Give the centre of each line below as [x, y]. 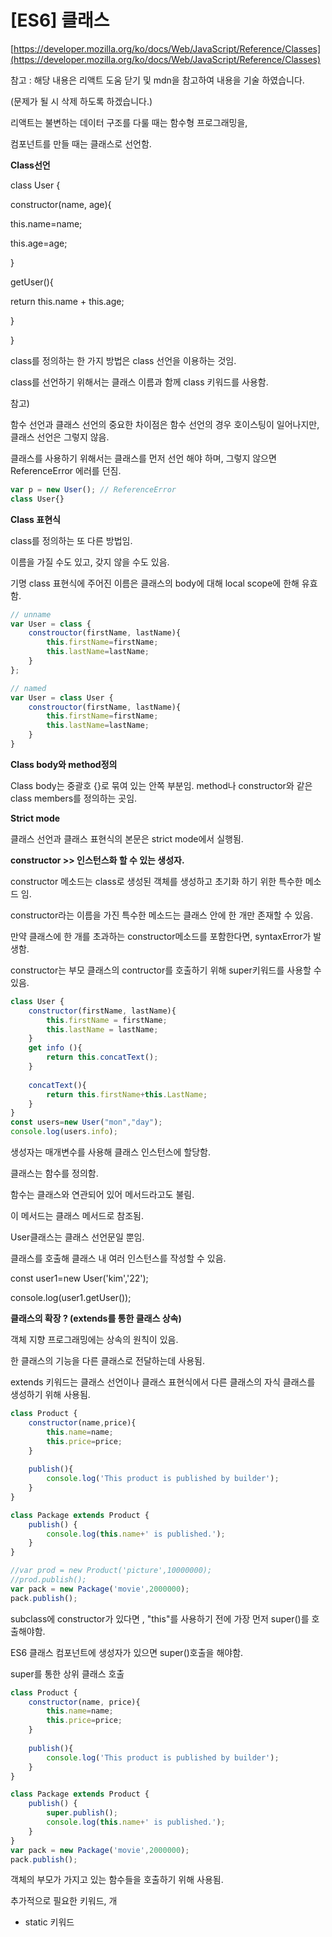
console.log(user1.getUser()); [71, 1298]
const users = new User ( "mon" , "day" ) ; [86, 1122]
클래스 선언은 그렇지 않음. [60, 437]
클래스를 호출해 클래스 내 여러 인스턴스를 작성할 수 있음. [118, 1258]
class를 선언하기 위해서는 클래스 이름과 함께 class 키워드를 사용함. [139, 382]
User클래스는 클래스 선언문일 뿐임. [77, 1237]
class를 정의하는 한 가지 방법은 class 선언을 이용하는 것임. [123, 360]
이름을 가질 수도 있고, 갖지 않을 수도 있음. [90, 562]
